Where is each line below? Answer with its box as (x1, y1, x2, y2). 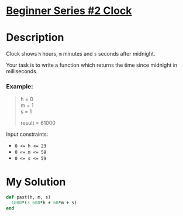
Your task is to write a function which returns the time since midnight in (6, 61, 178, 68)
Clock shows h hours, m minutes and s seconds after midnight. (6, 50, 156, 57)
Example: (6, 83, 33, 91)
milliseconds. (6, 68, 38, 75)
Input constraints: (6, 131, 49, 138)
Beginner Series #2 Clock (6, 4, 132, 18)
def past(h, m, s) (6, 194, 51, 200)
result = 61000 (20, 119, 56, 126)
